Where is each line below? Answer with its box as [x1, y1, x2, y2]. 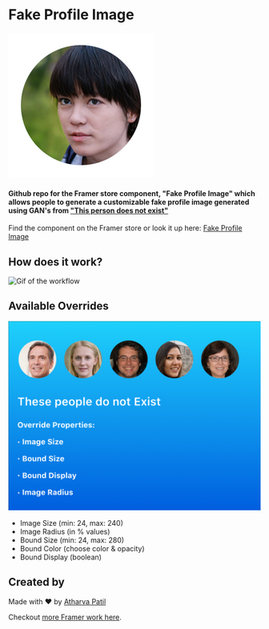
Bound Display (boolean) [19, 552, 102, 562]
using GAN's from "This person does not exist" [8, 206, 169, 215]
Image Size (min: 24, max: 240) [19, 518, 124, 527]
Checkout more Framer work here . [8, 612, 122, 622]
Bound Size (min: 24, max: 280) [19, 535, 125, 545]
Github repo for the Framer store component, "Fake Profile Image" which [8, 188, 255, 198]
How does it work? [8, 254, 103, 269]
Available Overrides [8, 299, 110, 313]
